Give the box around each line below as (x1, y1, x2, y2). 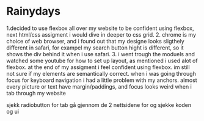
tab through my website (6, 89, 66, 97)
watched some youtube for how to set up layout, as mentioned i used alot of (6, 57, 198, 64)
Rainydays (6, 4, 61, 18)
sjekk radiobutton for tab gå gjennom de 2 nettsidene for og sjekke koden (6, 101, 191, 108)
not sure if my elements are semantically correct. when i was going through (6, 70, 197, 77)
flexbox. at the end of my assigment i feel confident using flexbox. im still (6, 63, 191, 71)
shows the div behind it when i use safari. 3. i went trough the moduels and (6, 50, 195, 57)
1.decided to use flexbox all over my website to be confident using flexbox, (6, 24, 194, 32)
